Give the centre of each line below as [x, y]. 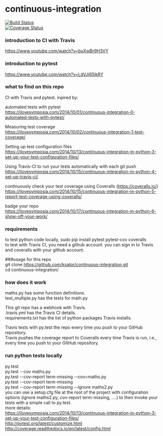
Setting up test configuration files [38, 146]
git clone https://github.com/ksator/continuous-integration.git [67, 265]
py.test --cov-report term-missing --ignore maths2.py [59, 387]
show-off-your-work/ [26, 216]
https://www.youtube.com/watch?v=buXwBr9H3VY [57, 51]
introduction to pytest [31, 63]
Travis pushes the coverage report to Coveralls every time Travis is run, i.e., [81, 338]
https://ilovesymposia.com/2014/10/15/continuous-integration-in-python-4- [81, 171]
